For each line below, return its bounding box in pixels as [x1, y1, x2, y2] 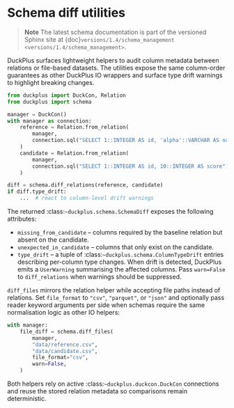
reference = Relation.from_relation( [19, 124, 130, 131]
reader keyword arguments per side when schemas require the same [7, 301, 205, 309]
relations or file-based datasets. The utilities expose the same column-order [7, 63, 226, 72]
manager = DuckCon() [7, 111, 68, 118]
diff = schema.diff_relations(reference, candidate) [7, 182, 164, 189]
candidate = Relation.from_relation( [19, 150, 130, 157]
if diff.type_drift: [7, 188, 68, 196]
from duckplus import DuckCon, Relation [7, 92, 127, 99]
